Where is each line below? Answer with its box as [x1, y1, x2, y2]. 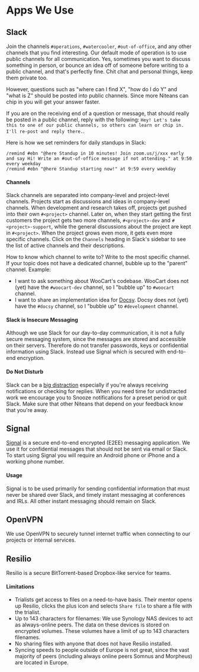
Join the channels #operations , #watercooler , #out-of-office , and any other [6, 43, 192, 50]
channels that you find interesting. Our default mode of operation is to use [6, 49, 187, 56]
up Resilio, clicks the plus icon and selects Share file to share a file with [14, 602, 192, 610]
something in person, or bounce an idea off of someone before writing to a [6, 62, 188, 69]
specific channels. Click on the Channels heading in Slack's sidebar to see [6, 236, 187, 243]
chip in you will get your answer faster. [6, 98, 101, 105]
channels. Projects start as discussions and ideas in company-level [6, 198, 170, 205]
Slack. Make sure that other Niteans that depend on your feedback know [6, 400, 184, 407]
